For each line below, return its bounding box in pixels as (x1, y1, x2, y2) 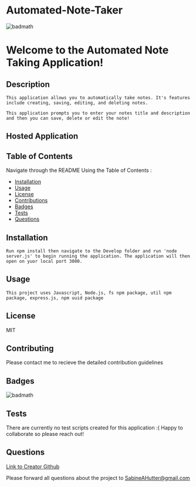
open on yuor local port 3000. (6, 258, 83, 264)
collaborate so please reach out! (6, 431, 84, 438)
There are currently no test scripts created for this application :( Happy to (6, 424, 183, 431)
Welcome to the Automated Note (6, 43, 169, 57)
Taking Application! (6, 56, 104, 69)
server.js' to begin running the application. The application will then (6, 253, 191, 259)
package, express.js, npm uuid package (6, 295, 104, 301)
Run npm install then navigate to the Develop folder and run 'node (6, 248, 177, 254)
